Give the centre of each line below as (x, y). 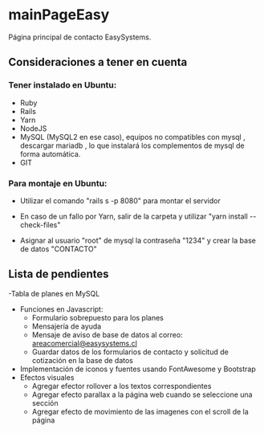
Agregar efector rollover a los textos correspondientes (122, 386)
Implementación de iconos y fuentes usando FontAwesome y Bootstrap (138, 369)
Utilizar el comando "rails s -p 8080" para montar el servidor (120, 200)
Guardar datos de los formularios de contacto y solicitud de (130, 352)
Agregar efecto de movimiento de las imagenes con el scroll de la (140, 411)
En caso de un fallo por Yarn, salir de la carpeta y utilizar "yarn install (134, 216)
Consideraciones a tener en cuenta (98, 62)
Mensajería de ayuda (67, 326)
